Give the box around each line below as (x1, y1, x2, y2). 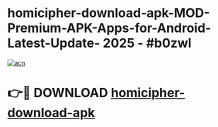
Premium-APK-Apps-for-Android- (7, 20, 212, 36)
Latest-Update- (7, 35, 101, 51)
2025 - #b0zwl (102, 35, 192, 51)
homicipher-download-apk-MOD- (7, 5, 210, 21)
